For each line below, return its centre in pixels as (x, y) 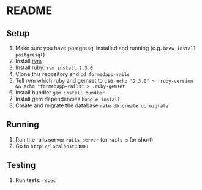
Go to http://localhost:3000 (52, 146)
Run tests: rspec (36, 180)
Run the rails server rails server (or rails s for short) (84, 139)
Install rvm (28, 61)
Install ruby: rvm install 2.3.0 (54, 67)
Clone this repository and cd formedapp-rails (73, 74)
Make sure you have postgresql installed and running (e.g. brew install (106, 48)
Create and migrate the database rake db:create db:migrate (92, 105)
